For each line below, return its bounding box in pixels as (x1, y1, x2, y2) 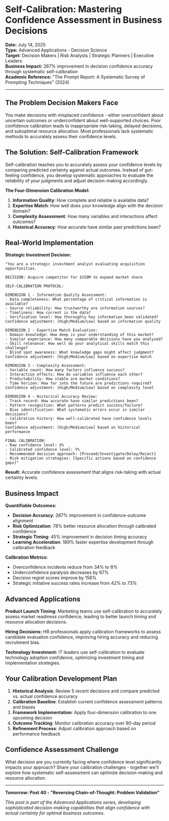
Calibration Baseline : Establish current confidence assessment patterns (12, 698, 162, 704)
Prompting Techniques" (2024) (5, 79, 69, 85)
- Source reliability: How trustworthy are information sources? (5, 306, 145, 311)
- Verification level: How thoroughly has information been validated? (5, 314, 158, 320)
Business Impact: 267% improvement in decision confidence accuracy (5, 63, 153, 69)
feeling (5, 172, 20, 178)
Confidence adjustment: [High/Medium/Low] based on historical (5, 425, 141, 430)
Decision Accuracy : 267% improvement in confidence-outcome (12, 512, 146, 518)
